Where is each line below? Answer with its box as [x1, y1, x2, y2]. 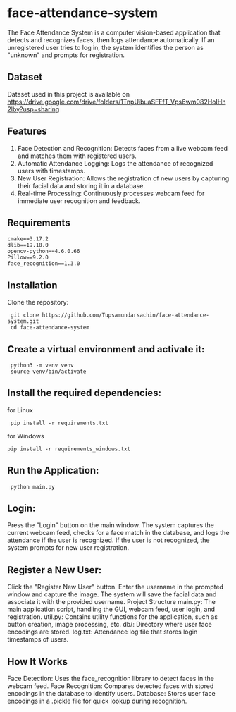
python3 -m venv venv [10, 362, 74, 369]
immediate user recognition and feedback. [17, 196, 141, 205]
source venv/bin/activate [10, 368, 87, 375]
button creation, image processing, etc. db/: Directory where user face [7, 620, 213, 629]
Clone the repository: [7, 298, 69, 307]
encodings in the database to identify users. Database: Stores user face [7, 689, 216, 698]
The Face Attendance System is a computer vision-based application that [7, 28, 221, 37]
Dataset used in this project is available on [7, 90, 130, 98]
